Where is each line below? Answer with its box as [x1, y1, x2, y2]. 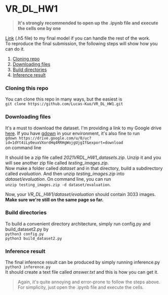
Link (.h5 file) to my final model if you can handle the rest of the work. [5, 35, 151, 41]
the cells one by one [17, 25, 61, 31]
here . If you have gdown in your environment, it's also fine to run [5, 130, 140, 136]
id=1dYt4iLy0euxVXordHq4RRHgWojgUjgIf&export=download [5, 140, 123, 145]
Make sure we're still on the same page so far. [5, 196, 104, 203]
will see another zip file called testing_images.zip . [5, 159, 109, 166]
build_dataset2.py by [5, 226, 49, 232]
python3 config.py [5, 232, 44, 237]
